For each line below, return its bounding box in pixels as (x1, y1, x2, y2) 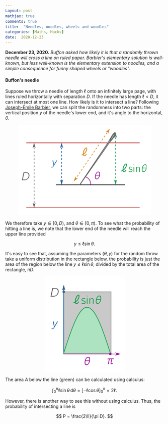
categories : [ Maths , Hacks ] (5, 29, 64, 35)
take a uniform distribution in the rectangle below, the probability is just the (5, 256, 160, 262)
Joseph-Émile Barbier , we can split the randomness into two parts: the (5, 104, 151, 111)
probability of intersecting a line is (5, 403, 76, 409)
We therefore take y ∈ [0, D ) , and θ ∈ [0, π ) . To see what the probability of (5, 220, 160, 226)
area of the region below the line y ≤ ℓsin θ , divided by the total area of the (5, 261, 159, 267)
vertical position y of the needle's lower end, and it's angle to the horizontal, (5, 110, 162, 116)
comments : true (5, 19, 37, 24)
